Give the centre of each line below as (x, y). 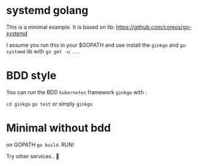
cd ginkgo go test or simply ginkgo (49, 104)
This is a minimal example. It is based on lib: (61, 27)
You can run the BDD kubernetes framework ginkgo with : (76, 92)
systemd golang (47, 10)
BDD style (31, 76)
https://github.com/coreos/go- (154, 27)
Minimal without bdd (58, 128)
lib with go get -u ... (54, 51)
